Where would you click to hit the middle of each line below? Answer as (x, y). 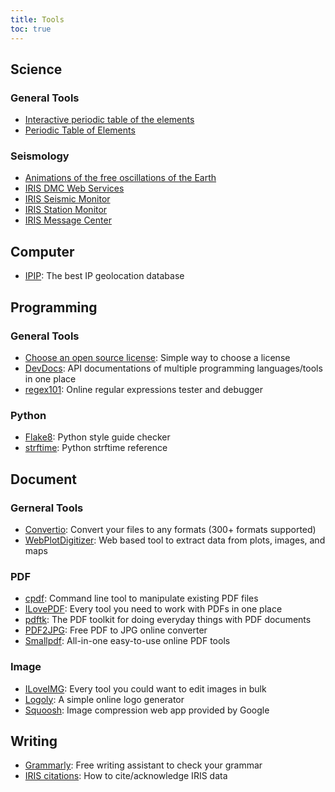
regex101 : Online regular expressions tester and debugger (143, 389)
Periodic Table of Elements (80, 130)
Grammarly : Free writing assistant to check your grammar (143, 765)
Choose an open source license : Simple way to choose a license (157, 357)
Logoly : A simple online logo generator (104, 699)
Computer (42, 251)
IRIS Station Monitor (66, 210)
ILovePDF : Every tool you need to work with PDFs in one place (153, 609)
